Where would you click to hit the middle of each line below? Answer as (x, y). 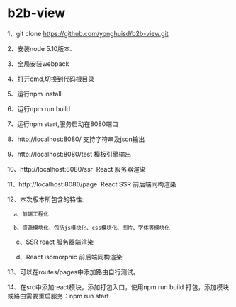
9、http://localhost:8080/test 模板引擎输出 (69, 154)
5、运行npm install (34, 94)
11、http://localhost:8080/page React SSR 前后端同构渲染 (92, 184)
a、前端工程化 (31, 214)
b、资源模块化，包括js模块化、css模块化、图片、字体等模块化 (92, 228)
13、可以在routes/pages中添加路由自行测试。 (73, 272)
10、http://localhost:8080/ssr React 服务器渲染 (77, 169)
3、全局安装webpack (38, 63)
